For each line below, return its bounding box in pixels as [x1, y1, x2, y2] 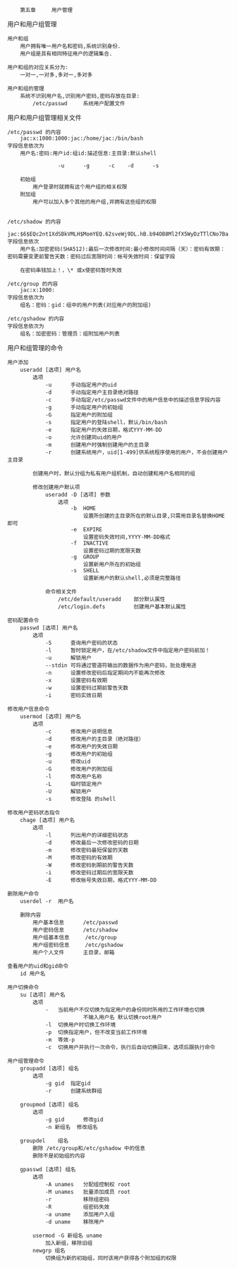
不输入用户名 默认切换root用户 [83, 1014, 162, 1021]
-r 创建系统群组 [44, 1087, 102, 1094]
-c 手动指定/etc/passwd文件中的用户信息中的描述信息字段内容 [44, 397, 221, 404]
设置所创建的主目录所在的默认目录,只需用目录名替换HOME [83, 512, 225, 519]
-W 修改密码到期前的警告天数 [44, 862, 134, 869]
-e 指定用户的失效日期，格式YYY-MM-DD [44, 426, 162, 433]
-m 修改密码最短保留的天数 [44, 847, 128, 854]
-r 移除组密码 [44, 1196, 110, 1203]
